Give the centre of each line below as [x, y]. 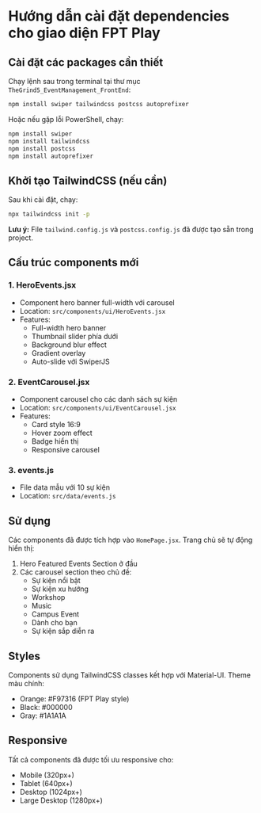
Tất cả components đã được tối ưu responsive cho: [91, 759]
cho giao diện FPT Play [84, 33]
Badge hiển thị [55, 441]
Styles [25, 656]
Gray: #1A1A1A [43, 716]
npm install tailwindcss [49, 141]
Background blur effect [69, 345]
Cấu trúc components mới [74, 263]
